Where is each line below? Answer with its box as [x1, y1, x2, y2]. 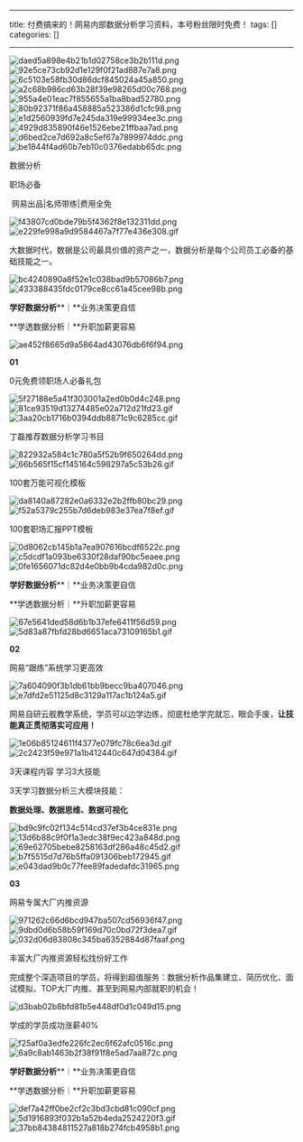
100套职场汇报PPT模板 [9, 524, 94, 534]
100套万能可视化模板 [9, 477, 87, 488]
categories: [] [9, 29, 60, 40]
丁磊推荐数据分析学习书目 [9, 431, 105, 442]
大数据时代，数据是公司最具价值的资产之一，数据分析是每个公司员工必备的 [9, 244, 286, 255]
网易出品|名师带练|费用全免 [11, 198, 113, 208]
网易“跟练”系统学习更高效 [9, 662, 104, 673]
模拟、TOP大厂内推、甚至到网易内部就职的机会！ [16, 983, 200, 993]
